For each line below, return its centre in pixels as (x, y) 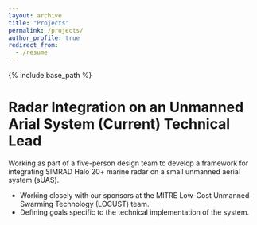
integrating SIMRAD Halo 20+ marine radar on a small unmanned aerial (125, 171)
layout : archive (35, 16)
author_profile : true (44, 38)
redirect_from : (33, 45)
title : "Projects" (39, 23)
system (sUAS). (34, 180)
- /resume (31, 52)
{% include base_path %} (50, 75)
